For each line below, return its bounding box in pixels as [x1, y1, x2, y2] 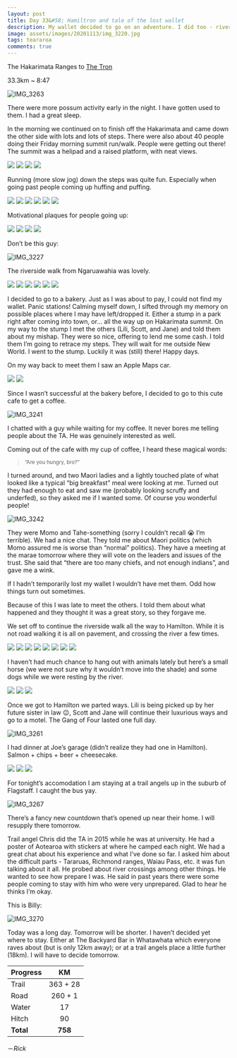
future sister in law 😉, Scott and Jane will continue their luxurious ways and [7, 708, 228, 717]
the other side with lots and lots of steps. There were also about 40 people [7, 132, 224, 140]
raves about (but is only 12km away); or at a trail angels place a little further [7, 943, 226, 951]
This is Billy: [7, 901, 42, 909]
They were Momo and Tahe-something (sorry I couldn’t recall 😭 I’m [7, 528, 205, 537]
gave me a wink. [7, 566, 55, 574]
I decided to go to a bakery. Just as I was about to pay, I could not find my [7, 295, 222, 303]
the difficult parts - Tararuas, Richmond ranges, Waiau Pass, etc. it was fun [7, 858, 225, 865]
